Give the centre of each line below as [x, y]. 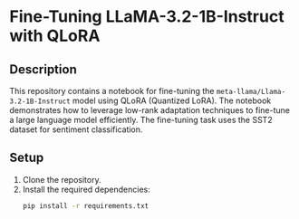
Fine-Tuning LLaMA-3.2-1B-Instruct [147, 17]
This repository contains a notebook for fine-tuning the [112, 91]
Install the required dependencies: [87, 189]
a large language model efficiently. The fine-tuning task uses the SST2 [141, 120]
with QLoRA [55, 36]
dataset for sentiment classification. [76, 129]
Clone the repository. [62, 179]
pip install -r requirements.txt [86, 205]
